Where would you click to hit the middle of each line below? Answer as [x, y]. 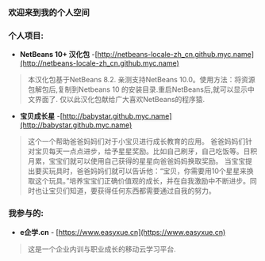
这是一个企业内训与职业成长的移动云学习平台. [102, 249]
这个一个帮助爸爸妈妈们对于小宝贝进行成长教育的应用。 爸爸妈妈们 [136, 142]
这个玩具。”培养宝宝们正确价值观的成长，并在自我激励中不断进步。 [142, 181]
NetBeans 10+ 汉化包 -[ [58, 55]
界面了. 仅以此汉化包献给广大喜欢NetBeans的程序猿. [120, 100]
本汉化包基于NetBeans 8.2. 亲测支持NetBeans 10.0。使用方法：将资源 [141, 80]
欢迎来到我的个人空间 [49, 12]
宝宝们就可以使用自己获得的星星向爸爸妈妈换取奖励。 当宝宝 [147, 161]
